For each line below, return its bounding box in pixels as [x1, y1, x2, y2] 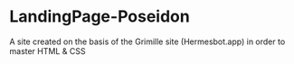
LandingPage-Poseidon [9, 6, 190, 27]
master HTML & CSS [9, 45, 86, 56]
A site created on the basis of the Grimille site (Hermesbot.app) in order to [9, 36, 286, 47]
